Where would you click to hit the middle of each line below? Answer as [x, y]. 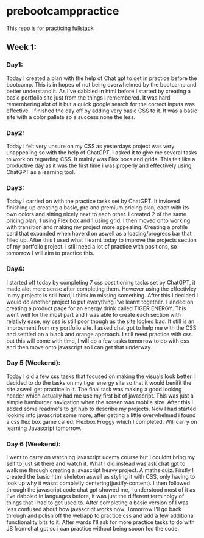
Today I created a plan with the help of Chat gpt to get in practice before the [102, 78]
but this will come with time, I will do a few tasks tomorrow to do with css [98, 341]
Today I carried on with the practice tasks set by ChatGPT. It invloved [93, 201]
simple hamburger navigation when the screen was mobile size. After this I [100, 402]
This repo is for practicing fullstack [50, 28]
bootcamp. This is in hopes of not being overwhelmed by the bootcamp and [101, 84]
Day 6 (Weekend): [33, 444]
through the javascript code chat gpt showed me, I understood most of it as [101, 490]
